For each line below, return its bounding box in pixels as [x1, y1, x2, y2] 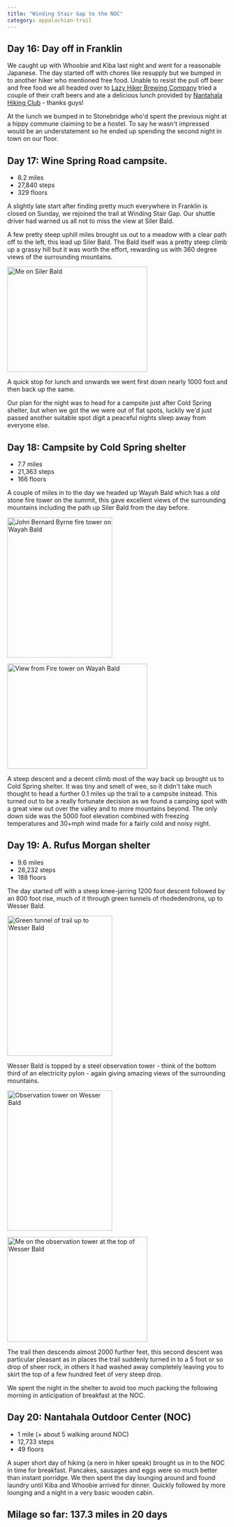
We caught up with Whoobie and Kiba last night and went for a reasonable [7, 61, 221, 70]
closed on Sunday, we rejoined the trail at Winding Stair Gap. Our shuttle [7, 210, 215, 218]
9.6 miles [17, 858, 44, 867]
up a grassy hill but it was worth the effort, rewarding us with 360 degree [7, 245, 218, 254]
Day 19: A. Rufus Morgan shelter [7, 839, 151, 852]
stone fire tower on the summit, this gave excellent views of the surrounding [7, 496, 226, 504]
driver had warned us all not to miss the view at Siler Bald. [7, 217, 175, 225]
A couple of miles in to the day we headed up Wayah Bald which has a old [7, 488, 220, 496]
